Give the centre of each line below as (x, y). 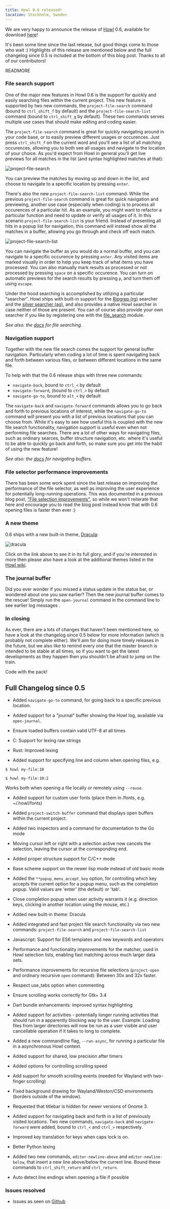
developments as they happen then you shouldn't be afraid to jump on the (82, 657)
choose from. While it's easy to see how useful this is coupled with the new (84, 422)
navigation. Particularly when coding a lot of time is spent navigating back (82, 355)
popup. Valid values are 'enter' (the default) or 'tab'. (66, 889)
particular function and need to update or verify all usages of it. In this (78, 215)
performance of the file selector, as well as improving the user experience (82, 488)
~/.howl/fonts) (27, 803)
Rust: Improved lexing (35, 750)
